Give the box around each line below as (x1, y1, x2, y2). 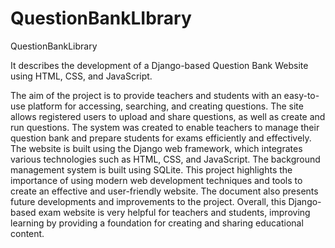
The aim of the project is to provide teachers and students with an (10, 89, 282, 101)
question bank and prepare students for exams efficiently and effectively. (10, 132, 312, 144)
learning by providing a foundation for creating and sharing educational (10, 217, 304, 229)
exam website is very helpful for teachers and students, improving (38, 206, 311, 218)
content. (10, 227, 45, 239)
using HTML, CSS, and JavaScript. (10, 70, 153, 82)
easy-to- (283, 89, 320, 101)
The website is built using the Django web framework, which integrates (10, 142, 303, 154)
